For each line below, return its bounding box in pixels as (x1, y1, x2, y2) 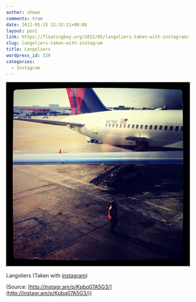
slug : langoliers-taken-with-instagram (6, 40, 103, 46)
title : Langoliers (6, 47, 51, 53)
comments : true (6, 15, 43, 22)
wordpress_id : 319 (6, 53, 51, 58)
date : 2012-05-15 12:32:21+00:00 (6, 22, 87, 27)
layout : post (6, 28, 38, 34)
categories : (6, 58, 35, 64)
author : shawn (6, 9, 41, 15)
